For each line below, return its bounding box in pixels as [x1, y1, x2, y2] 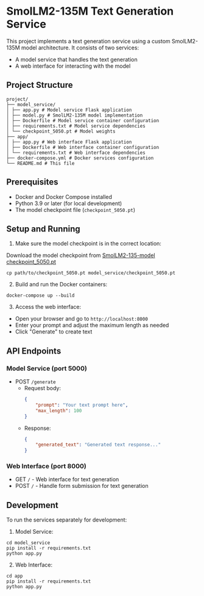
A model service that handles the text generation [15, 56, 138, 63]
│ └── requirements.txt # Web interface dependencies [6, 150, 146, 156]
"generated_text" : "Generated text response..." [35, 442, 161, 448]
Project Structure [6, 80, 73, 90]
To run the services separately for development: [6, 516, 127, 523]
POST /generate [15, 378, 56, 385]
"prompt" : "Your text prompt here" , [35, 402, 128, 408]
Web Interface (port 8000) [6, 462, 86, 471]
